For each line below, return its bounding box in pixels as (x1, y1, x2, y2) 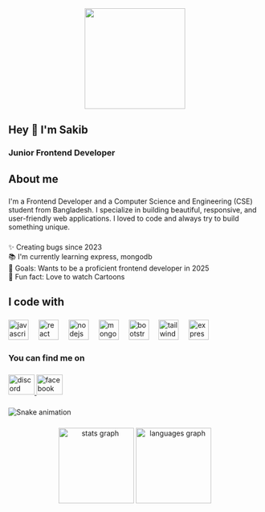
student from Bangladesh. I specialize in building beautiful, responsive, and (8, 204, 257, 214)
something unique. (8, 221, 71, 232)
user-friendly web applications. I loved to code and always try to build (8, 213, 239, 223)
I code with (8, 295, 65, 308)
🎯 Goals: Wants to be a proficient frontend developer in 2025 (8, 263, 210, 273)
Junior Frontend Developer (8, 147, 116, 159)
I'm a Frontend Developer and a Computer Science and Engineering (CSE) (8, 196, 253, 206)
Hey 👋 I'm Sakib (8, 123, 88, 137)
